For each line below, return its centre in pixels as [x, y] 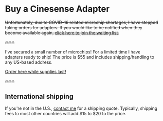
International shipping [39, 96]
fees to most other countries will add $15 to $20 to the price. [66, 113]
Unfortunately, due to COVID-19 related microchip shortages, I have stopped [81, 22]
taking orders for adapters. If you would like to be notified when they [74, 27]
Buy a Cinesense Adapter [57, 9]
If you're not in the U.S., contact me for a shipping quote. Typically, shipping [81, 108]
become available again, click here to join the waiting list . [62, 33]
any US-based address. [29, 62]
